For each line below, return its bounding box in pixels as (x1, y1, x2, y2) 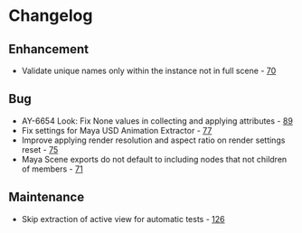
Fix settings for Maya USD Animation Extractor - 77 (21, 125, 212, 135)
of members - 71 (21, 163, 83, 174)
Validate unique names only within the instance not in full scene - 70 (21, 65, 277, 76)
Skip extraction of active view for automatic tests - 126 (21, 213, 225, 224)
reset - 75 (21, 144, 59, 154)
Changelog (8, 5, 93, 26)
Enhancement (8, 42, 90, 57)
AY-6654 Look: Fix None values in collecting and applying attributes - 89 (21, 115, 293, 126)
